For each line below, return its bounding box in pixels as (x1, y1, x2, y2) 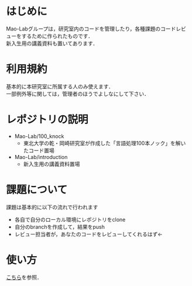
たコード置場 (23, 147, 54, 154)
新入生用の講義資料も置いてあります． (6, 40, 98, 47)
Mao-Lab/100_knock (14, 132, 64, 140)
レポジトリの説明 (6, 113, 89, 126)
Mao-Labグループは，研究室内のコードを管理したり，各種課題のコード (6, 25, 176, 32)
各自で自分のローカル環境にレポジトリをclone (14, 216, 126, 223)
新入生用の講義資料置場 (23, 160, 80, 167)
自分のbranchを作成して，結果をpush (14, 223, 105, 230)
